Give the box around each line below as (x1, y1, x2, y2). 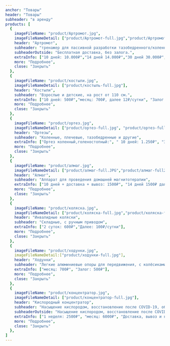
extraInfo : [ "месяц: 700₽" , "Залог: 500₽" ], (14, 267, 110, 272)
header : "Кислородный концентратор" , (14, 300, 94, 305)
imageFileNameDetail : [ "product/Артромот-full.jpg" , (14, 36, 128, 41)
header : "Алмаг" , (14, 172, 51, 178)
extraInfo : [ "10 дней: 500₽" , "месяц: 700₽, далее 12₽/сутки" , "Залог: (14, 97, 166, 102)
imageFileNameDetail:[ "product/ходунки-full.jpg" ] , (14, 253, 125, 258)
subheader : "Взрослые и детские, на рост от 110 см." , (14, 92, 133, 97)
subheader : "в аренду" (5, 17, 53, 22)
